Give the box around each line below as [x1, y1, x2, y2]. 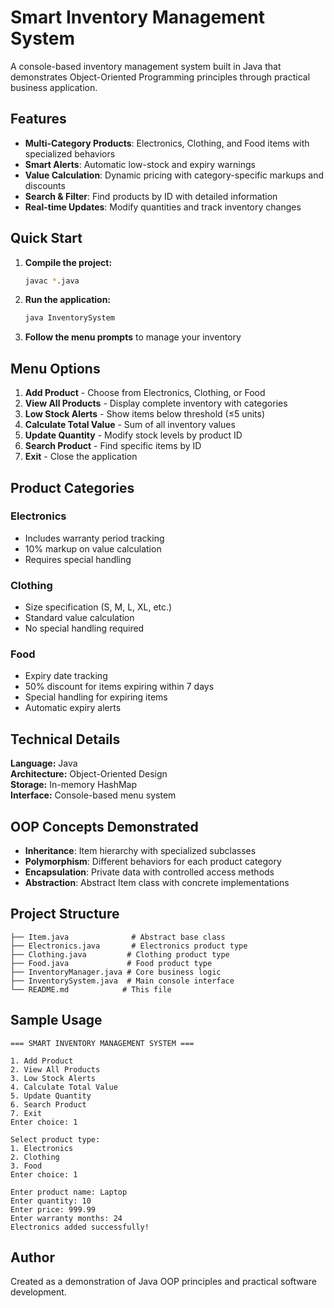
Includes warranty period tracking [24, 532, 165, 544]
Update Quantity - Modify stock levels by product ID [24, 429, 243, 441]
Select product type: [10, 1134, 101, 1145]
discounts [24, 179, 66, 191]
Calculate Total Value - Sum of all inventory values [24, 419, 236, 431]
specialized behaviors [24, 147, 116, 160]
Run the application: [24, 294, 112, 306]
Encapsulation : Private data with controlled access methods [24, 866, 275, 878]
